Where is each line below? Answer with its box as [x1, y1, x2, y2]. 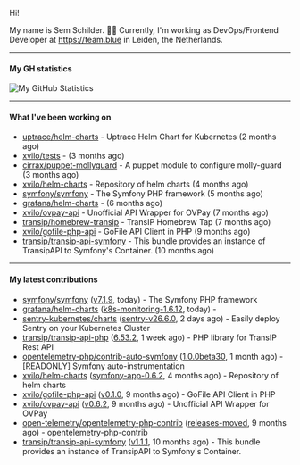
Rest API [21, 341, 54, 352]
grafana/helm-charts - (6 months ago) [21, 198, 163, 209]
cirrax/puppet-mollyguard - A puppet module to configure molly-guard [21, 160, 283, 170]
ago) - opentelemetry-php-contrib [21, 427, 149, 437]
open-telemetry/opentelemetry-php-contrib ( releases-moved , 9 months [21, 417, 287, 428]
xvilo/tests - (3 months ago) [21, 151, 125, 162]
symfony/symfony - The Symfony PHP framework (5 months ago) [21, 188, 263, 199]
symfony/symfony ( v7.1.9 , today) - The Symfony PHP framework [21, 294, 258, 304]
